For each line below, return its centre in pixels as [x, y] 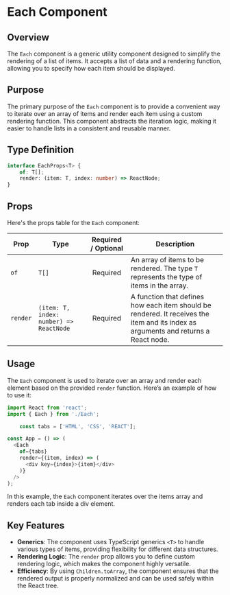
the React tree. [38, 586]
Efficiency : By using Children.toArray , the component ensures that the [118, 571]
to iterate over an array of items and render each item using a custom [105, 113]
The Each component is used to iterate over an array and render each [104, 380]
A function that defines [167, 296]
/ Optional [106, 248]
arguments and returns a [170, 331]
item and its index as [164, 322]
